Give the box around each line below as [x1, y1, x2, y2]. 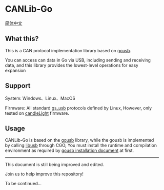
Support [5, 82, 31, 90]
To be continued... [5, 181, 41, 187]
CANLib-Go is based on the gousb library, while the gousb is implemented [5, 137, 154, 143]
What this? [5, 35, 39, 43]
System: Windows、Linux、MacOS [5, 95, 76, 101]
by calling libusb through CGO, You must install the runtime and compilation [5, 143, 157, 148]
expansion [5, 67, 26, 73]
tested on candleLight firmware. [5, 110, 69, 116]
